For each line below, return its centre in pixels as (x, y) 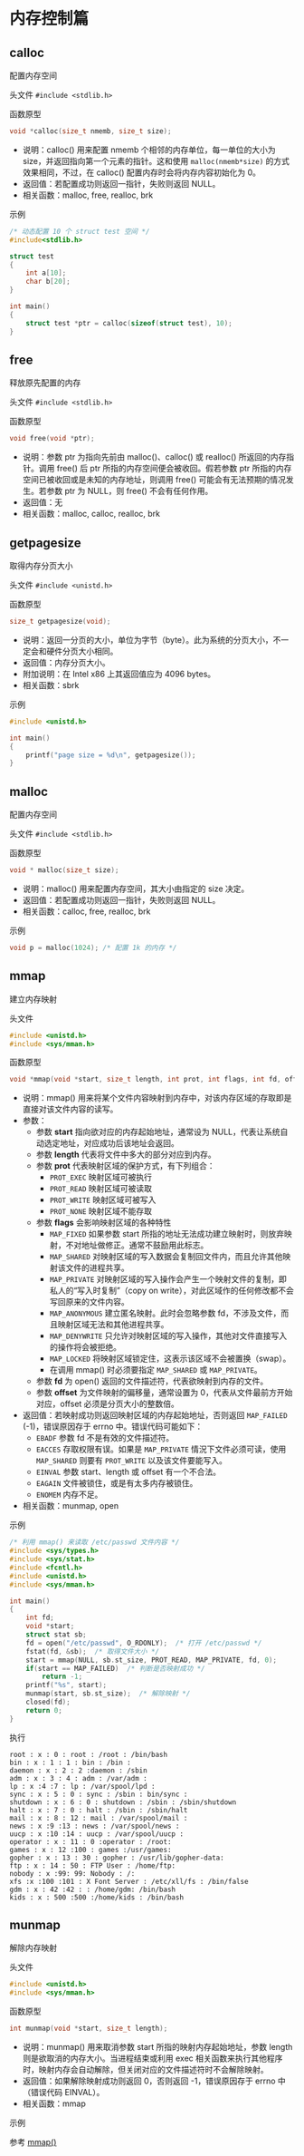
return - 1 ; (62, 1677)
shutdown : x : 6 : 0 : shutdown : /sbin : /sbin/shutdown (123, 1802)
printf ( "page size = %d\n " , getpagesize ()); (111, 755)
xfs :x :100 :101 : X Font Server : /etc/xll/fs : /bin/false (129, 1881)
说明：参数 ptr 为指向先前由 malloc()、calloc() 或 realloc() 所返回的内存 (154, 457)
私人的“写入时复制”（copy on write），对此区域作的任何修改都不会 (171, 1291)
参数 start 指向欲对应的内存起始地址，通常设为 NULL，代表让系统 (158, 1132)
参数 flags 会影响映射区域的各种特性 (104, 1223)
